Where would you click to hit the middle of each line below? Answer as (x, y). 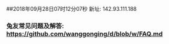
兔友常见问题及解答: (35, 26)
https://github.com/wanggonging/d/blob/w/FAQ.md (84, 34)
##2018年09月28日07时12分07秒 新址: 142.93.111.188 (72, 9)
